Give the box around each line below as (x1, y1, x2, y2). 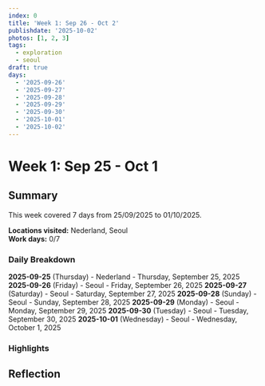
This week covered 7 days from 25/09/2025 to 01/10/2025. (8, 210, 202, 219)
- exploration (15, 49, 62, 57)
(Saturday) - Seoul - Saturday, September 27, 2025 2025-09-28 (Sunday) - (8, 289, 257, 299)
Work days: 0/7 (8, 234, 61, 243)
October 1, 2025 (8, 323, 61, 333)
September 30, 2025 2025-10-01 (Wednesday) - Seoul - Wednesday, (8, 314, 238, 324)
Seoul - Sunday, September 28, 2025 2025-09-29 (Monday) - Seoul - (8, 297, 239, 307)
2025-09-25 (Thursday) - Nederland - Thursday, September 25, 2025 (8, 272, 240, 282)
